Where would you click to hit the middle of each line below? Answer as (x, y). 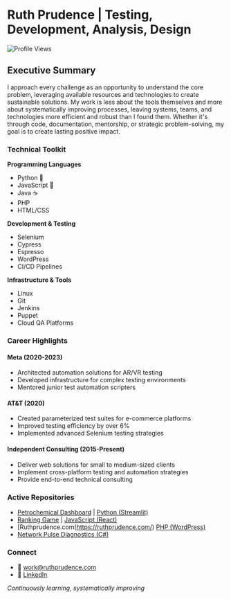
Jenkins (28, 308)
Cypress (29, 244)
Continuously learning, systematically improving (76, 588)
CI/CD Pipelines (39, 267)
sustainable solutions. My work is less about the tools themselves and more (115, 102)
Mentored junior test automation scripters (76, 387)
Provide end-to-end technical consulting (75, 479)
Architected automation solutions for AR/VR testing (90, 373)
